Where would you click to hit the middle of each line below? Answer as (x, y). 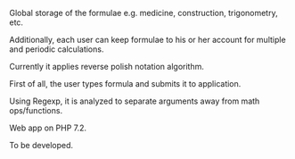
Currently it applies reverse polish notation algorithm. (107, 67)
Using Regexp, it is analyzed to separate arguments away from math (135, 101)
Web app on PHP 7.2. (48, 128)
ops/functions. (36, 110)
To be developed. (41, 145)
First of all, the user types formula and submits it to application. (125, 84)
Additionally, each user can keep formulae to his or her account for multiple (148, 40)
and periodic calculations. (57, 49)
